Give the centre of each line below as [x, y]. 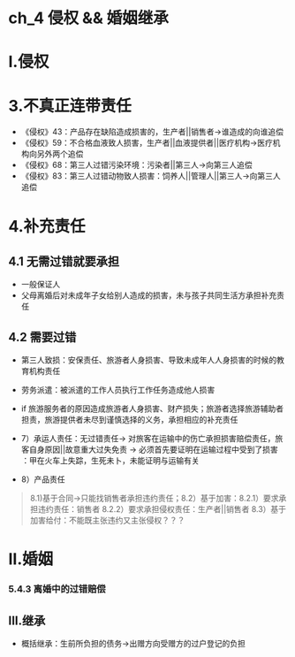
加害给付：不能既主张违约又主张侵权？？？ [107, 520]
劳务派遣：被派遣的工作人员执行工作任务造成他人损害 [118, 390]
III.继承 [27, 620]
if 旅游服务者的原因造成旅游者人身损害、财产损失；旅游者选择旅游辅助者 [152, 409]
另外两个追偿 [60, 154]
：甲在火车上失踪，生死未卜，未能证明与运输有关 [110, 461]
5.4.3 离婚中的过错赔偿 [57, 589]
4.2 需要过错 [42, 337]
